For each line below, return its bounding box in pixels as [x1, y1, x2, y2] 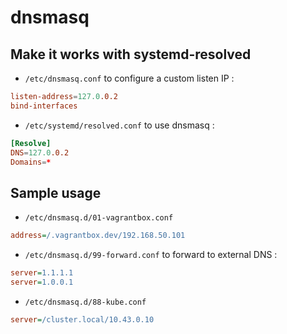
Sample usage [10, 184, 102, 201]
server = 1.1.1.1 [10, 268, 74, 278]
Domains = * [10, 157, 52, 167]
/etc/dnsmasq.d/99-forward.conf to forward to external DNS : [24, 249, 278, 261]
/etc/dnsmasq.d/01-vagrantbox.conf [24, 213, 174, 223]
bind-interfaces [10, 101, 78, 111]
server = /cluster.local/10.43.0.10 [10, 314, 155, 325]
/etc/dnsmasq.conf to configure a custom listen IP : [24, 72, 235, 84]
